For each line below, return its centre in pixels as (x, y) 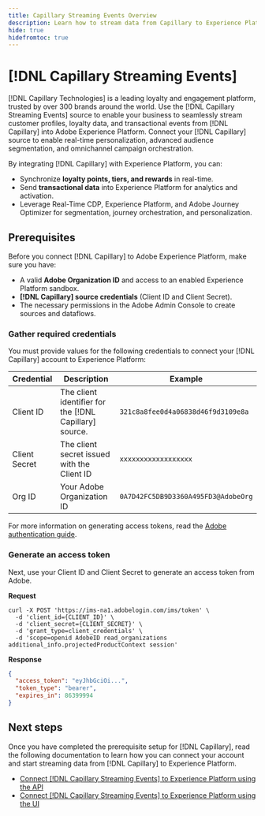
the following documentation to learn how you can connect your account (126, 755)
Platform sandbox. (49, 288)
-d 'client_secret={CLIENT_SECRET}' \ (79, 624)
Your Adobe (82, 487)
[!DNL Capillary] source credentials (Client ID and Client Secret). (126, 297)
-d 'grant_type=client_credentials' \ (79, 631)
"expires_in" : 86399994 (54, 696)
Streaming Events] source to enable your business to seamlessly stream (125, 115)
